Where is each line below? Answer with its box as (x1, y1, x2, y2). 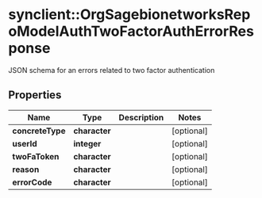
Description (118, 112, 164, 123)
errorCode (12, 177, 52, 188)
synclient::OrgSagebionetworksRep (8, 6, 251, 24)
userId (12, 138, 37, 149)
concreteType (12, 125, 66, 136)
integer (73, 138, 102, 149)
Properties (8, 89, 62, 102)
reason (12, 164, 40, 175)
